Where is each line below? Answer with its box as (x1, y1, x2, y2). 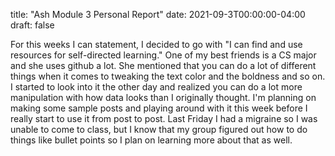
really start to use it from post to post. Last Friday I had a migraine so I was (10, 113, 318, 124)
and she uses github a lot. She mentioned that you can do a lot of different (10, 60, 317, 71)
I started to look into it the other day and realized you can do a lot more (10, 81, 303, 93)
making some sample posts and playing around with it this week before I (10, 102, 308, 114)
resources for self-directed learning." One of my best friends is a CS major (10, 49, 317, 61)
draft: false (10, 19, 55, 31)
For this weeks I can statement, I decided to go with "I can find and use (10, 39, 303, 50)
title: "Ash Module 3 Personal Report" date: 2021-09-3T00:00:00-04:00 (10, 9, 306, 20)
